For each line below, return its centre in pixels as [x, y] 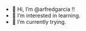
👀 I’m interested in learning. [46, 15]
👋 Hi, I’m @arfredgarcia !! [43, 9]
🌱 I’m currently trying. [39, 22]
